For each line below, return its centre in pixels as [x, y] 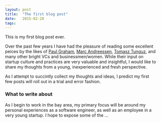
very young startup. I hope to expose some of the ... [57, 115]
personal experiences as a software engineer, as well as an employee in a [78, 110]
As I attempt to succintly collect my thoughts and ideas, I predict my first [77, 76]
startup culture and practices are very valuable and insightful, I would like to [80, 62]
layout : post [18, 9]
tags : [10, 23]
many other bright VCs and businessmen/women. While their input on [74, 57]
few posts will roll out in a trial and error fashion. [53, 82]
